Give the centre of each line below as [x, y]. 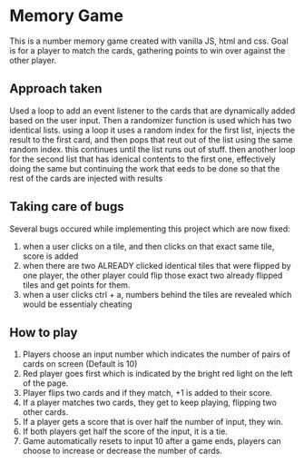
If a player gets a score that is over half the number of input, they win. [152, 422]
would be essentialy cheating [77, 304]
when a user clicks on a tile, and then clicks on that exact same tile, [148, 246]
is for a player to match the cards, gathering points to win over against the [147, 50]
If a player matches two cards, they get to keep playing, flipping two [149, 403]
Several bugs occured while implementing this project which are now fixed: [150, 229]
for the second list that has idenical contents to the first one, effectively [142, 159]
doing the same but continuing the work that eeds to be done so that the [145, 168]
